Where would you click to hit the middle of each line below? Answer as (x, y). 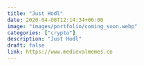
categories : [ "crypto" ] (42, 33)
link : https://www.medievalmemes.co (60, 52)
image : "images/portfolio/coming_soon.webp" (72, 26)
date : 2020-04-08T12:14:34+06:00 (55, 20)
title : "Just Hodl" (35, 13)
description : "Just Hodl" (44, 39)
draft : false (26, 45)
